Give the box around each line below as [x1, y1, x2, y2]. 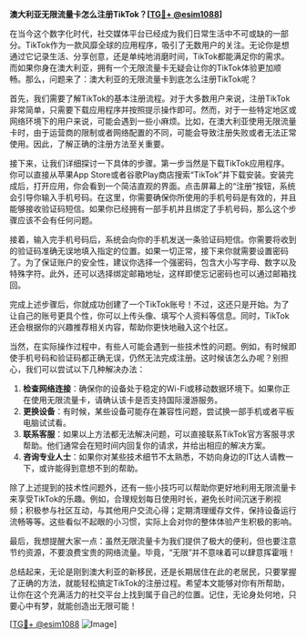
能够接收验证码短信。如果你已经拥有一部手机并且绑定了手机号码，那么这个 [9, 204, 289, 214]
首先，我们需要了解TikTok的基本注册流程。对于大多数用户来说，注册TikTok [9, 93, 291, 104]
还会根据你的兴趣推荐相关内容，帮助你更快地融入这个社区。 [9, 322, 233, 332]
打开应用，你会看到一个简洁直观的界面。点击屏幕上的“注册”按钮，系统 [33, 181, 296, 191]
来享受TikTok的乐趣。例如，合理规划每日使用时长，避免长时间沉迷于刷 [9, 493, 274, 504]
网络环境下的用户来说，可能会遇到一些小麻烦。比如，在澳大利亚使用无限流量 [9, 116, 297, 127]
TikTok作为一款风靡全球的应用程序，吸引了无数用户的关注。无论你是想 [25, 40, 290, 50]
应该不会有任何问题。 [16, 215, 97, 226]
